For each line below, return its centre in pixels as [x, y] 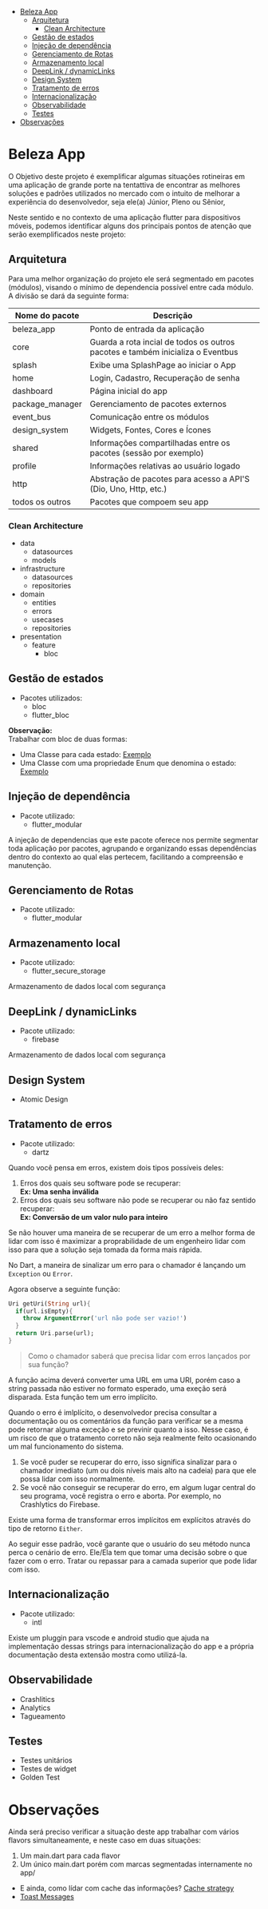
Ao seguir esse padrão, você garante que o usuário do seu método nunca [130, 1544]
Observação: [30, 730]
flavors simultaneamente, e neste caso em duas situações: [105, 1840]
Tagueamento [43, 1716]
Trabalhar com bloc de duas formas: [68, 739]
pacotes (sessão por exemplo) [147, 452]
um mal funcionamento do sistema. [66, 1446]
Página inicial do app [128, 391]
